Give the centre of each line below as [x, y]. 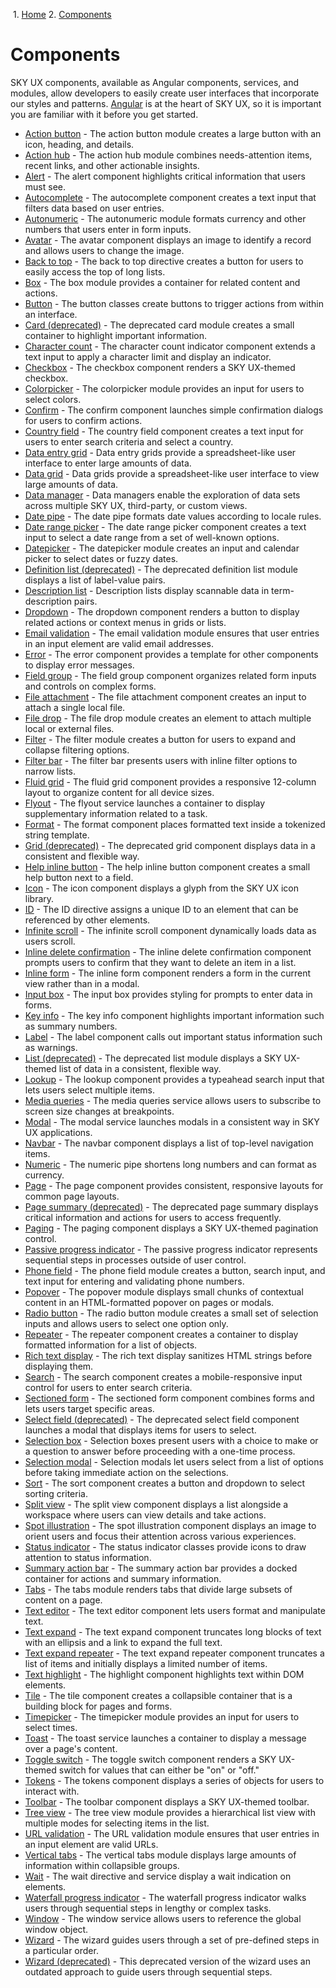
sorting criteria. [56, 1493]
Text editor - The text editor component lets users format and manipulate [175, 1610]
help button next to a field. [79, 877]
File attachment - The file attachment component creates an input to [165, 696]
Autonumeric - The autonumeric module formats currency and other [165, 218]
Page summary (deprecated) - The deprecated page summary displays [171, 1206]
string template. [57, 835]
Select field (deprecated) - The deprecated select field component [162, 1419]
